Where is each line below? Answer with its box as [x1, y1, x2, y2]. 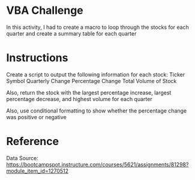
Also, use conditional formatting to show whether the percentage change [6, 107, 187, 114]
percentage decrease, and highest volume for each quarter [6, 95, 152, 102]
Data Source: [6, 154, 39, 161]
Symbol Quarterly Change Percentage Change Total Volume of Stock [6, 77, 177, 84]
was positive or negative [6, 113, 67, 120]
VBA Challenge [6, 4, 84, 17]
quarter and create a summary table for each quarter [6, 29, 137, 37]
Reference [6, 135, 59, 148]
